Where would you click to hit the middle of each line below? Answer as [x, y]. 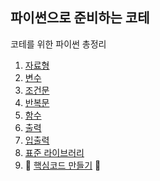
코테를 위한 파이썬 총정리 [58, 44]
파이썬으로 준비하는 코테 [80, 18]
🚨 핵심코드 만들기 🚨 [63, 165]
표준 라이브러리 [54, 152]
